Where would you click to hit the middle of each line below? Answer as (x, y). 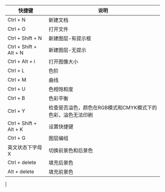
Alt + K (15, 129)
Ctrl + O (17, 29)
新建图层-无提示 (68, 50)
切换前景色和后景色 (71, 150)
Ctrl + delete (22, 162)
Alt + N (15, 53)
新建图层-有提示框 (70, 38)
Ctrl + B (16, 98)
